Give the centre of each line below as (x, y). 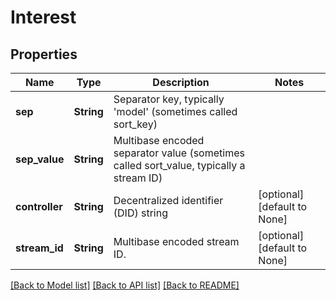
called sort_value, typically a (179, 165)
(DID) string (140, 213)
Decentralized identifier (168, 200)
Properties (44, 54)
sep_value (40, 159)
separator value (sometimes (179, 153)
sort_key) (135, 124)
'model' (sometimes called (175, 111)
